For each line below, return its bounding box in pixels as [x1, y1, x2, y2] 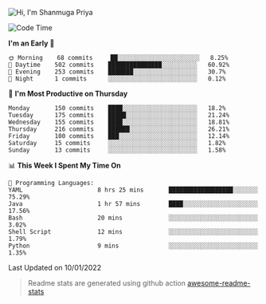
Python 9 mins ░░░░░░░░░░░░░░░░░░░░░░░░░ [8, 242, 259, 250]
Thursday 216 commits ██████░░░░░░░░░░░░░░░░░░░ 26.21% [8, 125, 229, 133]
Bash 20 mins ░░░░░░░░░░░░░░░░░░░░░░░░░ [8, 214, 259, 222]
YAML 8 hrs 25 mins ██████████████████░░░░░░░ [8, 186, 259, 194]
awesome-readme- [186, 278, 251, 287]
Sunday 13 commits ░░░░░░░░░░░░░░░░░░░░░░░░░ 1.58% [8, 146, 226, 154]
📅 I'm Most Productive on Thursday [8, 89, 128, 98]
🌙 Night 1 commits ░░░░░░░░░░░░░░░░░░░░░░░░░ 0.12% [8, 75, 226, 83]
